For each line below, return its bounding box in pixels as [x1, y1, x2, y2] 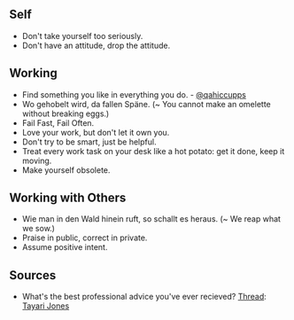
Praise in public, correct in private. [21, 232, 148, 243]
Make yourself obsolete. [21, 164, 111, 176]
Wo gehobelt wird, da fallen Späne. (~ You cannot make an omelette [21, 98, 272, 109]
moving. [21, 155, 52, 166]
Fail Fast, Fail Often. [21, 117, 95, 128]
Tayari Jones [21, 300, 70, 311]
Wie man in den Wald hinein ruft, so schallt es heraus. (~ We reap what [21, 214, 282, 224]
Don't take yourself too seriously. [21, 30, 143, 41]
